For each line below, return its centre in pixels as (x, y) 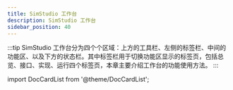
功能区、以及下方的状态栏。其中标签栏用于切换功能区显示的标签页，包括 (112, 56)
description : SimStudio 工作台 (52, 20)
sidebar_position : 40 (39, 27)
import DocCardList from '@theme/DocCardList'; (78, 79)
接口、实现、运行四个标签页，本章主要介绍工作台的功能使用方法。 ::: (119, 65)
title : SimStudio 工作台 (42, 14)
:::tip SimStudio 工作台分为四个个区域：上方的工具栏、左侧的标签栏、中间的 (117, 48)
